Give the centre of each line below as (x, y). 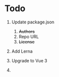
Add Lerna (22, 51)
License (27, 41)
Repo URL (29, 37)
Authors (27, 31)
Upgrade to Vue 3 (29, 60)
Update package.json (33, 22)
